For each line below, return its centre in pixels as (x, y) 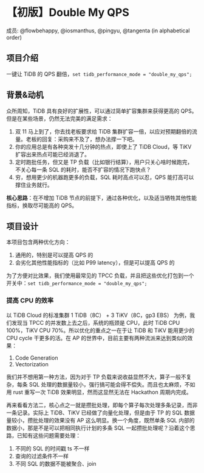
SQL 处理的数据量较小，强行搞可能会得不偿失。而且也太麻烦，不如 (112, 384)
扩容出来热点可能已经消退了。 (52, 154)
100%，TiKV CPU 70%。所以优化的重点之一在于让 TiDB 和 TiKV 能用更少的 (100, 330)
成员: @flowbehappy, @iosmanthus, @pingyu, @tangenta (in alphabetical (98, 30)
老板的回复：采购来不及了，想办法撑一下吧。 (82, 139)
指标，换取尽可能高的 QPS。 (42, 205)
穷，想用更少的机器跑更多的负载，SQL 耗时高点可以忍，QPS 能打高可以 (104, 177)
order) (14, 37)
